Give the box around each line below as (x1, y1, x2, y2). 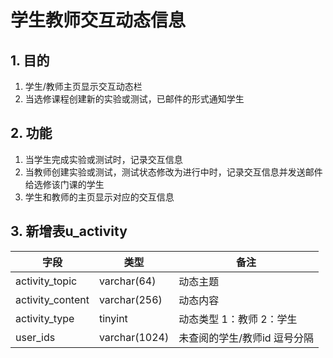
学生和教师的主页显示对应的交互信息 (24, 191, 175, 203)
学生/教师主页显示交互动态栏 (24, 81, 143, 92)
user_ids (15, 330, 56, 344)
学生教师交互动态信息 (10, 9, 187, 32)
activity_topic (15, 274, 78, 288)
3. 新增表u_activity (10, 223, 128, 240)
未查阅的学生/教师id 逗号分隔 (178, 331, 314, 345)
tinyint (98, 311, 128, 325)
